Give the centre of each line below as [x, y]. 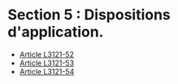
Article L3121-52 [47, 54]
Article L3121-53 [47, 63]
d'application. [56, 32]
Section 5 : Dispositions [89, 15]
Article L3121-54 [47, 71]
